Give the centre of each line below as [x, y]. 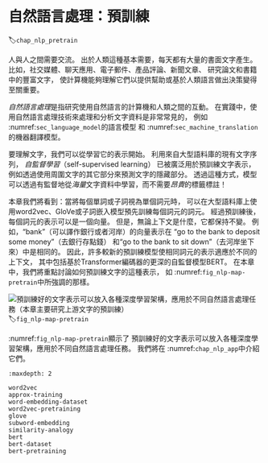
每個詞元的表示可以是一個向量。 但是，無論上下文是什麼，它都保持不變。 [129, 221]
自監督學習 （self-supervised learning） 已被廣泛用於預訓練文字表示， [140, 164]
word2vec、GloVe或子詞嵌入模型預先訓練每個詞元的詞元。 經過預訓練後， [138, 211]
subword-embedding [39, 423]
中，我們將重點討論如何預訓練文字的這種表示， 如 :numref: [105, 271]
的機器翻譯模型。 [37, 137]
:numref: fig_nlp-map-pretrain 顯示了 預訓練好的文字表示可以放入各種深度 [130, 338]
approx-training [35, 395]
